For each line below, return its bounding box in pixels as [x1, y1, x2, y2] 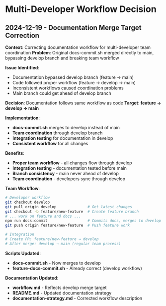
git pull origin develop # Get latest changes [5, 204, 133, 209]
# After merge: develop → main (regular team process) [5, 241, 121, 246]
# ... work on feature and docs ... [5, 214, 81, 219]
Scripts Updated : [5, 250, 41, 256]
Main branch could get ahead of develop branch [12, 90, 112, 96]
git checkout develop [5, 200, 50, 205]
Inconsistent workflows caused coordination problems [12, 85, 124, 91]
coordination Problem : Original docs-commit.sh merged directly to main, [5, 50, 154, 55]
